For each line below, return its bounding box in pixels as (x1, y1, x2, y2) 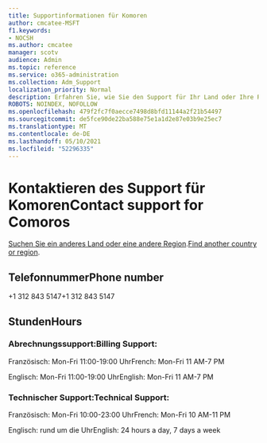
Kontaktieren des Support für (8, 179, 206, 197)
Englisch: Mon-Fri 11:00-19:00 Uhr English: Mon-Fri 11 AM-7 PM (8, 371, 215, 382)
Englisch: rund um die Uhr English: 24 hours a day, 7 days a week (8, 426, 221, 435)
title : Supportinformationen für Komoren (8, 11, 148, 20)
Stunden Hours (8, 315, 83, 328)
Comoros (8, 212, 71, 231)
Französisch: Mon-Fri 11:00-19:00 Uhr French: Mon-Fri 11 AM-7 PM (8, 356, 225, 366)
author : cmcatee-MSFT (8, 19, 80, 27)
